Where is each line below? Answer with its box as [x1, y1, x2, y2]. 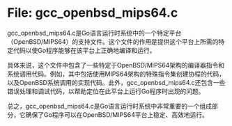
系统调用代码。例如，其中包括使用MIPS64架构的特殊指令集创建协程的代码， [7, 70, 226, 78]
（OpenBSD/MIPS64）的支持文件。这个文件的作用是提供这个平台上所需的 [7, 37, 219, 46]
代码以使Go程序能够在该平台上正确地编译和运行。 [13, 46, 156, 54]
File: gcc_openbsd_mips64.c [7, 5, 178, 21]
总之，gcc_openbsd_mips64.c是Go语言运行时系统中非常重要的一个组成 [7, 102, 212, 110]
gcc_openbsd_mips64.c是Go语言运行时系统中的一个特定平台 [7, 29, 182, 37]
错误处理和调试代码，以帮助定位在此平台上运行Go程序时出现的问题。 [7, 87, 205, 95]
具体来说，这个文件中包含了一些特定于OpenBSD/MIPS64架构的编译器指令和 [7, 61, 225, 69]
